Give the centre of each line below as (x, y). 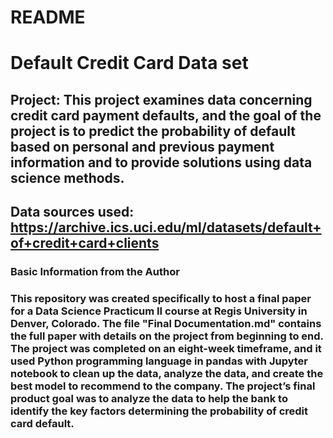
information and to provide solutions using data (161, 162)
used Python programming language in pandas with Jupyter (159, 361)
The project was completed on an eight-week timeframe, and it (166, 348)
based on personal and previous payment (142, 146)
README (48, 17)
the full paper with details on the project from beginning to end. (167, 336)
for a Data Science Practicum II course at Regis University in (159, 311)
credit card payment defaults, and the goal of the (166, 115)
